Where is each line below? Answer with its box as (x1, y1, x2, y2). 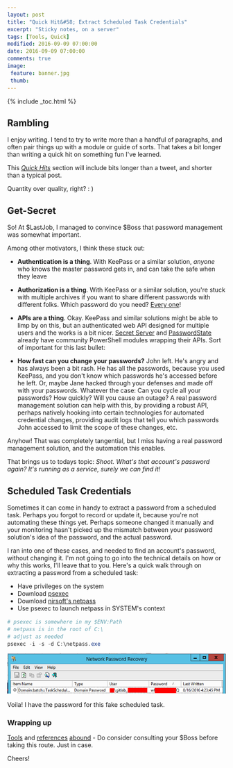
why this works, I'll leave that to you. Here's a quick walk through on (7, 561, 202, 569)
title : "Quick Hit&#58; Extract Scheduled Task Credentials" (7, 18, 188, 26)
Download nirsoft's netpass (17, 596, 96, 605)
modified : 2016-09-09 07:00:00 (7, 40, 98, 48)
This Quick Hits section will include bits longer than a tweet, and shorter (7, 164, 213, 172)
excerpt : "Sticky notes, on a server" (7, 26, 119, 33)
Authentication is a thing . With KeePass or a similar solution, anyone (17, 258, 215, 266)
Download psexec (17, 589, 69, 597)
